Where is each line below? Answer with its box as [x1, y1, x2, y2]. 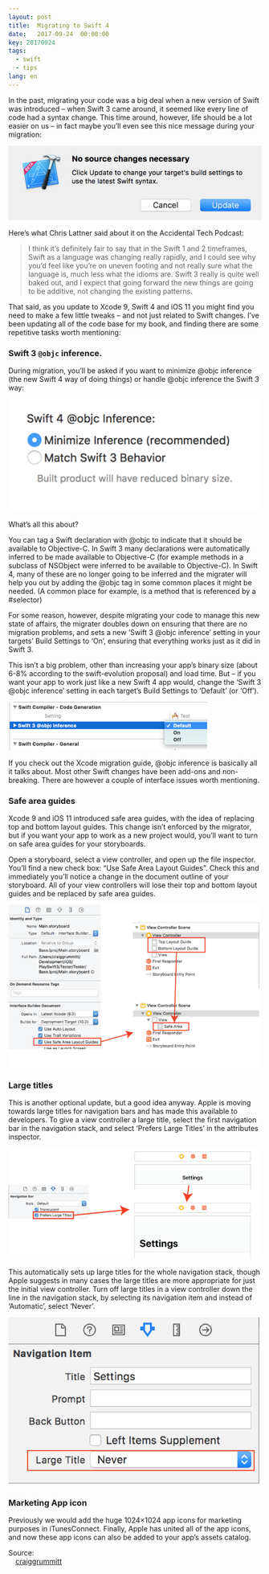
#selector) [8, 595, 43, 605]
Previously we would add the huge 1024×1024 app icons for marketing [8, 1515, 243, 1525]
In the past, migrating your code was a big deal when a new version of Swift [8, 95, 259, 105]
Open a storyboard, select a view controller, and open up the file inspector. [8, 855, 256, 864]
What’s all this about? [8, 519, 79, 530]
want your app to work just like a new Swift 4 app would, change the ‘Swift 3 [8, 678, 262, 687]
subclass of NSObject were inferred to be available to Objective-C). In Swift [8, 561, 259, 571]
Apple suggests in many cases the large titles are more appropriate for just [8, 1276, 255, 1285]
